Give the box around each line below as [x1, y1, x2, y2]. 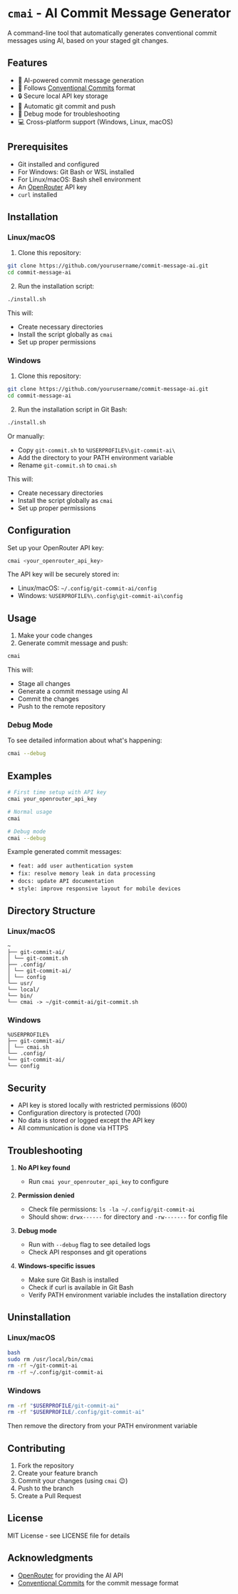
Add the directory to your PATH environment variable [17, 453, 173, 462]
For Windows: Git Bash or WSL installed [17, 167, 135, 176]
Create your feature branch [17, 1469, 98, 1478]
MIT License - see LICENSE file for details [7, 1531, 130, 1540]
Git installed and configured [17, 159, 100, 169]
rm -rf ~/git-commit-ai [7, 1363, 78, 1370]
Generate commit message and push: [17, 639, 128, 647]
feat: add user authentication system [17, 862, 133, 870]
